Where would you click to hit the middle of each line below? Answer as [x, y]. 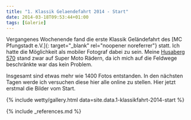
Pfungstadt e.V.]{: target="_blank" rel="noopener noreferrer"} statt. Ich [93, 46]
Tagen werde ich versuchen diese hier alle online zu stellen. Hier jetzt [91, 82]
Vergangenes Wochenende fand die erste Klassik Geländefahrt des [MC [94, 40]
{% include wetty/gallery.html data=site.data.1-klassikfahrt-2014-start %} [95, 100]
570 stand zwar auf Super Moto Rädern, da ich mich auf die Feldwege [92, 58]
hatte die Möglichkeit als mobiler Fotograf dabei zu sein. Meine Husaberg [95, 52]
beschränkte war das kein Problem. [50, 64]
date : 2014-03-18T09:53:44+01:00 [47, 17]
